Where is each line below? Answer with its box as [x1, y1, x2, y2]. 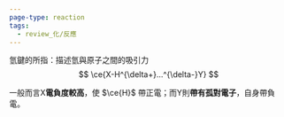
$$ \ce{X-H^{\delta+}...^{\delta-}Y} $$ [78, 69, 219, 80]
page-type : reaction [9, 12, 86, 22]
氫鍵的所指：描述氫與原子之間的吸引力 [9, 55, 149, 66]
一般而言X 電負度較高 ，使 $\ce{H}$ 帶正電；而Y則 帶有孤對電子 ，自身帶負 [9, 88, 276, 98]
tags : [9, 21, 29, 30]
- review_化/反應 [17, 29, 77, 38]
